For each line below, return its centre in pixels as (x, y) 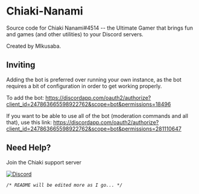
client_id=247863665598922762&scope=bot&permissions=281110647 (94, 129)
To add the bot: (25, 97)
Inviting (21, 65)
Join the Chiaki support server (44, 162)
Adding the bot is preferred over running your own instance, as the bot (94, 79)
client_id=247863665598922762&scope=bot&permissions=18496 (89, 104)
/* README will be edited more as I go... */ (64, 185)
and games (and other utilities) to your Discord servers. (75, 34)
